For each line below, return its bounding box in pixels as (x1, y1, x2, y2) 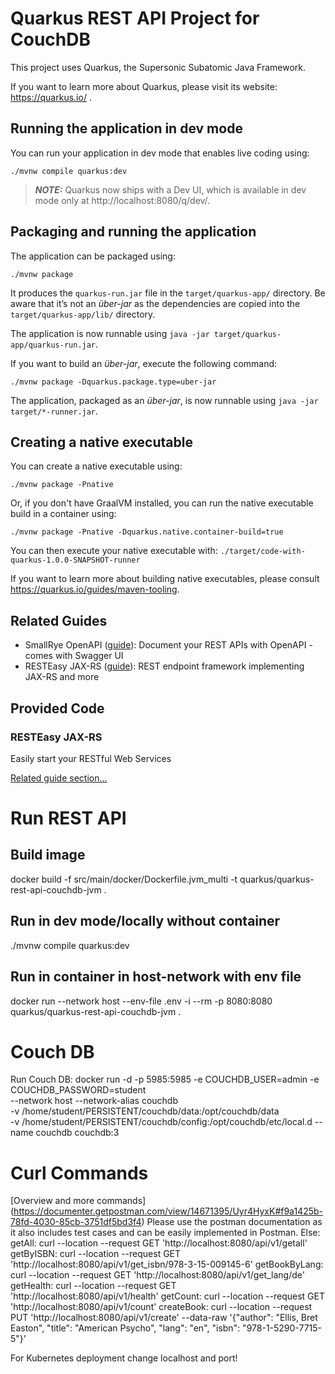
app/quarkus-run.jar (10, 340, 97, 350)
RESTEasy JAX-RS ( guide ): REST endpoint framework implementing (24, 660, 305, 672)
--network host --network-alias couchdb (10, 1095, 178, 1107)
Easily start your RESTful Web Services (10, 752, 172, 764)
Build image (10, 847, 86, 864)
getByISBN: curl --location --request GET (10, 1248, 182, 1260)
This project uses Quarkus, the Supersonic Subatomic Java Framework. (10, 61, 306, 73)
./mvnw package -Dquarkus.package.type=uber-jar (10, 377, 217, 387)
